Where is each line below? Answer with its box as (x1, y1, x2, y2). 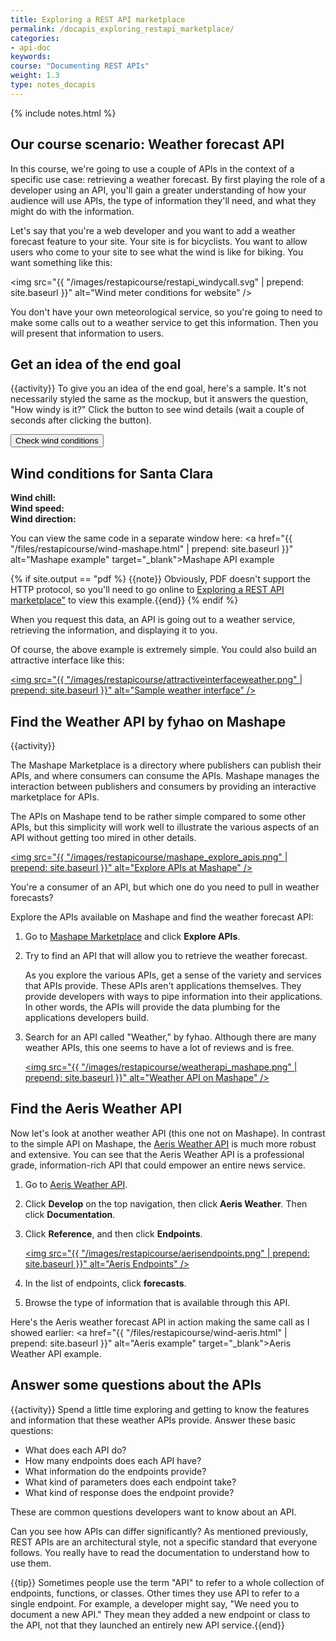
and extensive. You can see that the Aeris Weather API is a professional (10, 1148, 305, 1160)
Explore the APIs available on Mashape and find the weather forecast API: (10, 911, 314, 923)
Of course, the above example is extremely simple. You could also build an (10, 644, 318, 656)
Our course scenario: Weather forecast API (10, 136, 285, 153)
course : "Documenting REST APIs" (10, 61, 150, 71)
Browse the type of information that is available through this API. (24, 1296, 291, 1308)
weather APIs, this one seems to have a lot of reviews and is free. (24, 1042, 295, 1053)
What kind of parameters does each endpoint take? (24, 1476, 237, 1488)
